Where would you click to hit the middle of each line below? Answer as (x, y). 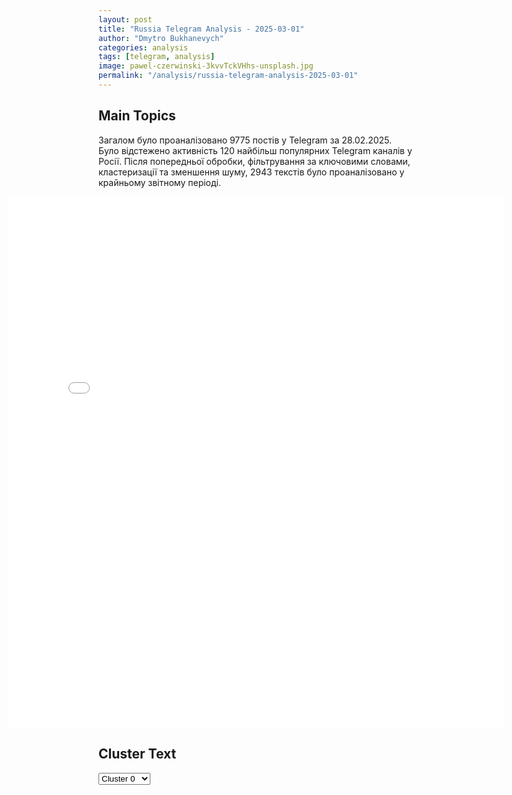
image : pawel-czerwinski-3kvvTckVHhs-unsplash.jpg (206, 66)
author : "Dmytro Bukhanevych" (161, 38)
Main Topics (137, 116)
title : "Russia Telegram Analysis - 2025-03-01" (201, 29)
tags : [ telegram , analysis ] (157, 57)
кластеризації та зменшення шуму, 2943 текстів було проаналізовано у (251, 172)
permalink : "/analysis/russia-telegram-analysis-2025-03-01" (228, 76)
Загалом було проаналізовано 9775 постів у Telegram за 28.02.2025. (245, 140)
